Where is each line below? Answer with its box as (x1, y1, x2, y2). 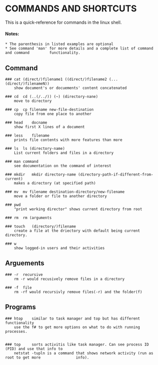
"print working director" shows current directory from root (14, 206, 142, 212)
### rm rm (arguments (5, 215, 52, 220)
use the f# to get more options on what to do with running (14, 324, 140, 329)
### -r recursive (5, 272, 43, 277)
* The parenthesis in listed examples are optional (5, 42, 114, 47)
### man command (5, 159, 39, 164)
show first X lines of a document (14, 124, 85, 129)
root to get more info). (5, 355, 90, 360)
